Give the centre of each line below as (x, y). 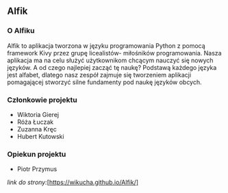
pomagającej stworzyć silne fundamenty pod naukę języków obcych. (104, 82)
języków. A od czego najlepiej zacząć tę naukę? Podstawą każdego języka (112, 67)
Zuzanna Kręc (37, 129)
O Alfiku (21, 31)
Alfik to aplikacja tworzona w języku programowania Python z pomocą (106, 46)
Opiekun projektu (37, 154)
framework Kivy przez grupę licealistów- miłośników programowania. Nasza (114, 53)
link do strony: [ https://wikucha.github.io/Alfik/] (73, 182)
